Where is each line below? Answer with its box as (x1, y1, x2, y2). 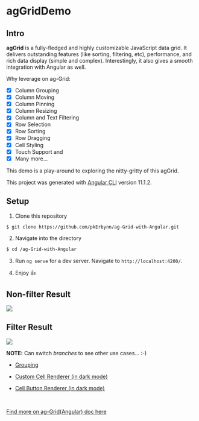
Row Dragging (14, 135, 51, 142)
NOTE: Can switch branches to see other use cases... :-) (6, 349, 147, 356)
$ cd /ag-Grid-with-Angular (6, 246, 77, 253)
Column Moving (14, 93, 55, 101)
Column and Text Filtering (14, 114, 80, 121)
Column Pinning (14, 101, 55, 108)
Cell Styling (14, 141, 44, 148)
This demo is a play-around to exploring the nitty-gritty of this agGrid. (6, 167, 179, 174)
